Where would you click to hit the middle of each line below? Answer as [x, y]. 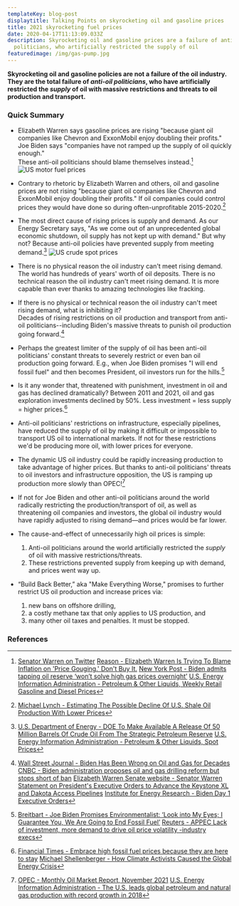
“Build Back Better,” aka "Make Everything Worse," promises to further [121, 584]
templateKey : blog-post [43, 14]
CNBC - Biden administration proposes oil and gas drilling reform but [118, 771]
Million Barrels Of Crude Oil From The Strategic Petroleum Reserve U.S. [122, 734]
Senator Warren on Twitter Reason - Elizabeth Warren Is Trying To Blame [124, 661]
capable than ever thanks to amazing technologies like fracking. [111, 289]
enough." [31, 153]
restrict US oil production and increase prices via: [90, 591]
